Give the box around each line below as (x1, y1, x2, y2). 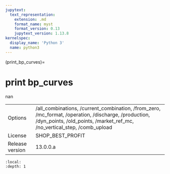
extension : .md (14, 17, 47, 22)
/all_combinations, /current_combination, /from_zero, (35, 105, 161, 112)
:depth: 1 (5, 164, 26, 169)
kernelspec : (5, 36, 30, 41)
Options (8, 114, 27, 121)
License (8, 132, 27, 139)
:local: (5, 159, 22, 164)
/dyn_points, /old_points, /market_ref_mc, (35, 117, 134, 124)
